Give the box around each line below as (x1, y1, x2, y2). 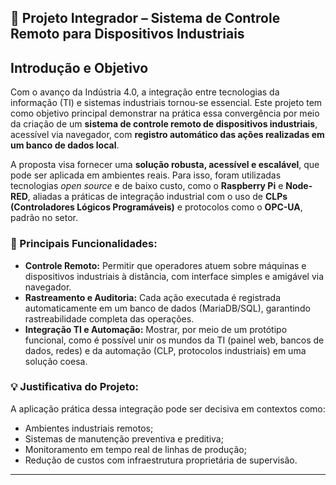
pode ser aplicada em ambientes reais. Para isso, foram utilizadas (10, 169, 282, 181)
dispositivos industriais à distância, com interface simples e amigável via (24, 270, 325, 282)
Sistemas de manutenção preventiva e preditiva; (24, 432, 224, 445)
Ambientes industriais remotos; (24, 422, 154, 434)
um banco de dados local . (10, 139, 120, 151)
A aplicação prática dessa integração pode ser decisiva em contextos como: (10, 402, 326, 415)
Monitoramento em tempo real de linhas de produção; (24, 443, 247, 455)
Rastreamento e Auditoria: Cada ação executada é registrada (24, 291, 281, 303)
